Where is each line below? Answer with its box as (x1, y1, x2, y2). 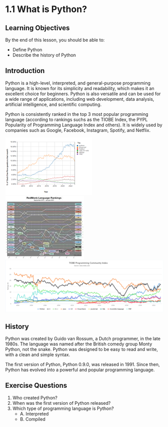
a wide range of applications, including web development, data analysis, (5, 96, 154, 102)
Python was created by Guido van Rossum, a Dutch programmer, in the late (5, 335, 160, 341)
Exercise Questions (5, 381, 68, 390)
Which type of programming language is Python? (12, 405, 114, 411)
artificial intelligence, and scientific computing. (5, 101, 102, 107)
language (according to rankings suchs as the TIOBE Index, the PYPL (5, 116, 148, 122)
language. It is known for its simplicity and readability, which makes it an (5, 85, 154, 91)
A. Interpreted (20, 410, 49, 416)
